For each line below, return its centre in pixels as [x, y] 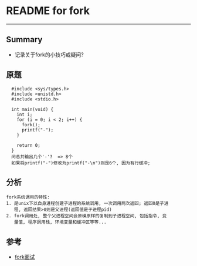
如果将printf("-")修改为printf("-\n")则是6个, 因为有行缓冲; [81, 163]
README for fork [48, 11]
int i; [25, 115]
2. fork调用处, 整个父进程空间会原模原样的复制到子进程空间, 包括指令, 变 [86, 216]
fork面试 [25, 257]
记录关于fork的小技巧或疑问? [49, 55]
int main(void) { [33, 109]
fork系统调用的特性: [28, 197]
